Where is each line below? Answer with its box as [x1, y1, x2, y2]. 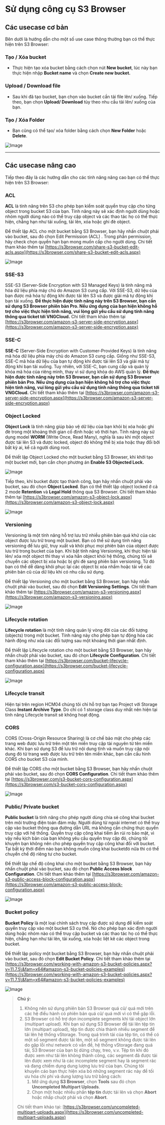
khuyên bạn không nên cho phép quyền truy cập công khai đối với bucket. [5, 841, 156, 847]
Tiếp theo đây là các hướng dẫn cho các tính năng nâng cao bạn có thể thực [5, 174, 160, 180]
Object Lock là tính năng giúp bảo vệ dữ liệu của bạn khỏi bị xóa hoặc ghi [5, 423, 154, 429]
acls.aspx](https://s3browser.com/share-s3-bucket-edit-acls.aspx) [5, 249, 141, 255]
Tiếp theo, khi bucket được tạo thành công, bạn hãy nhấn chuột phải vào [5, 478, 152, 484]
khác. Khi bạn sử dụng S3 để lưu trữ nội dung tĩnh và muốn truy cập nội [5, 746, 150, 752]
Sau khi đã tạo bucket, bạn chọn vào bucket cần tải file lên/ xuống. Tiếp [12, 94, 158, 100]
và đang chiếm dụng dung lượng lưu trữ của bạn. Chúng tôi [24, 1063, 144, 1069]
